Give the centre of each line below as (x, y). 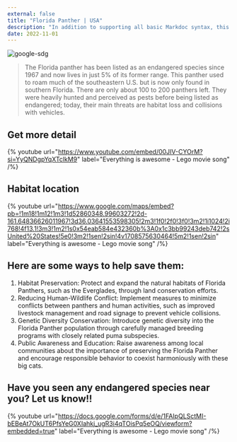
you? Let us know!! (50, 399)
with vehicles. (45, 112)
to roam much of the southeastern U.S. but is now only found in (117, 83)
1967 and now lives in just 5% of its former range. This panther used (124, 75)
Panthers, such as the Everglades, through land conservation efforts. (118, 290)
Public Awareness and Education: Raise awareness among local (110, 343)
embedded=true (31, 431)
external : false (31, 14)
